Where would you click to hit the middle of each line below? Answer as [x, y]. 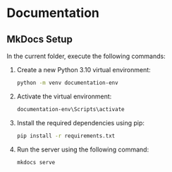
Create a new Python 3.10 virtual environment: [84, 70]
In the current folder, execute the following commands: [86, 56]
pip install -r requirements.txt [66, 136]
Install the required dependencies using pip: [81, 122]
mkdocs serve [36, 162]
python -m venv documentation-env [67, 83]
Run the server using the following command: [83, 149]
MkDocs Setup [40, 39]
